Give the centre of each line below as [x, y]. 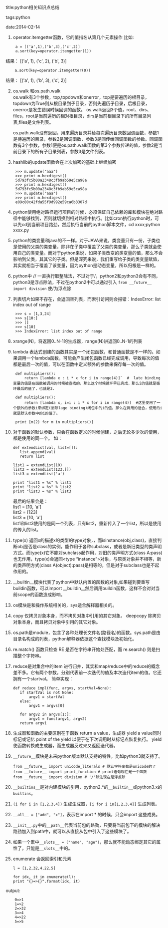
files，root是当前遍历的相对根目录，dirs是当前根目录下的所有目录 [80, 116]
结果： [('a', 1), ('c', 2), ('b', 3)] [36, 61]
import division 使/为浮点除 [42, 288]
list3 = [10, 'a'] [27, 517]
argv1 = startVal [47, 697]
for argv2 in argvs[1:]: [45, 714]
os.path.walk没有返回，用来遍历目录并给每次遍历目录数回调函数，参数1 [86, 133]
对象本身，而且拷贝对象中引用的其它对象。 [57, 622]
